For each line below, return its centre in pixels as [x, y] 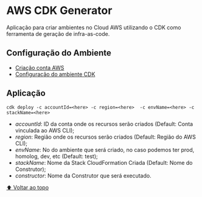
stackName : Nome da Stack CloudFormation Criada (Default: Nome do [104, 162]
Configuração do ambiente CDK [55, 74]
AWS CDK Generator [59, 11]
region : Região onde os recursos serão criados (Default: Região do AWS [105, 137]
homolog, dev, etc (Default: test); [57, 156]
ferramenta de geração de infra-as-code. [58, 33]
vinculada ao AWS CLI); [45, 130]
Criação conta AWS [40, 67]
